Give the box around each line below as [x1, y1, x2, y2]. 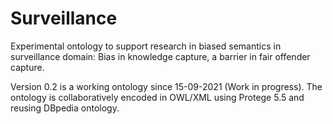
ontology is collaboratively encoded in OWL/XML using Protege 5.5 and [10, 91, 305, 103]
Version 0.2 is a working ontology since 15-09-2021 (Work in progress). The [10, 80, 323, 92]
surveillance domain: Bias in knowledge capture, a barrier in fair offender [10, 50, 311, 62]
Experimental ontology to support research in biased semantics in [10, 40, 282, 52]
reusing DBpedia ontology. [10, 102, 120, 114]
